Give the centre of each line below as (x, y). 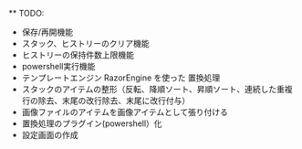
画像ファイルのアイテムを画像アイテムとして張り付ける (125, 112)
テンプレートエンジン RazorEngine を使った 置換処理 (121, 78)
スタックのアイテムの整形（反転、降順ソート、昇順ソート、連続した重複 (157, 89)
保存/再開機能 (47, 32)
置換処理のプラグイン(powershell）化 (92, 123)
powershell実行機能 (58, 66)
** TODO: (26, 13)
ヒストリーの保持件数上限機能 (78, 55)
